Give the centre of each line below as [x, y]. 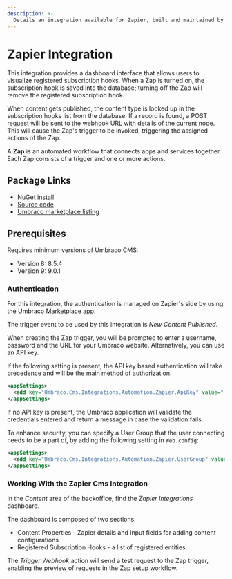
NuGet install [36, 197]
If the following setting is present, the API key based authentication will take [115, 366]
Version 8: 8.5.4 [40, 264]
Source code [35, 205]
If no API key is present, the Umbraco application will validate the [99, 412]
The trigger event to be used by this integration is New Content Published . [113, 325]
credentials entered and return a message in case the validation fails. [105, 419]
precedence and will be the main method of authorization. [89, 373]
